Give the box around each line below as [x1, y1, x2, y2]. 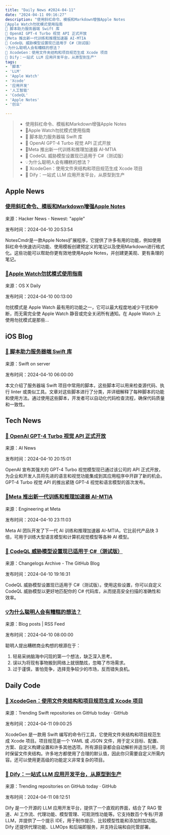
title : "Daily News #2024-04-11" [5, 7, 76, 13]
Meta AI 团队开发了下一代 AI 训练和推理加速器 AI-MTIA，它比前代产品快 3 [5, 527, 158, 534]
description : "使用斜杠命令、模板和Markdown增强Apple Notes [5, 17, 125, 22]
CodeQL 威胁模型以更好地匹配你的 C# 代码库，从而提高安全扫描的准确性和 [5, 588, 161, 595]
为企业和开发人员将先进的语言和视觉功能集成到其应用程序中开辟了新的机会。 [5, 473, 165, 479]
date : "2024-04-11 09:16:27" [5, 12, 67, 17]
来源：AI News [5, 445, 36, 451]
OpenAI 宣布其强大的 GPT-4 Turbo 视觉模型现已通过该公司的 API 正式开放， [5, 467, 163, 473]
